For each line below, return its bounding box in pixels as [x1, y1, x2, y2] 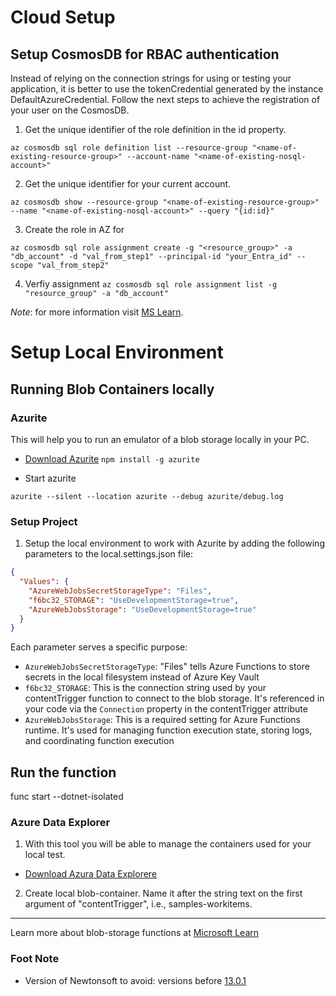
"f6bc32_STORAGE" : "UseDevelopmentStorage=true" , [28, 595, 240, 605]
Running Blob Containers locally [10, 381, 215, 398]
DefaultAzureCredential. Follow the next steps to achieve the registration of [10, 94, 321, 105]
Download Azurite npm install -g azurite [24, 452, 200, 465]
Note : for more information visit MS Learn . [10, 306, 184, 318]
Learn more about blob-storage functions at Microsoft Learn [10, 927, 259, 939]
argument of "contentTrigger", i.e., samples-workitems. [24, 898, 253, 910]
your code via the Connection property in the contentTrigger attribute [24, 703, 308, 715]
